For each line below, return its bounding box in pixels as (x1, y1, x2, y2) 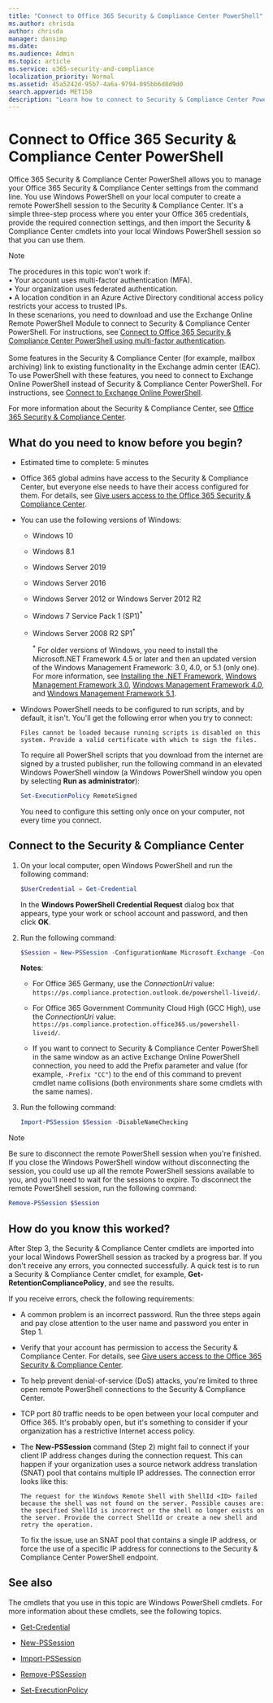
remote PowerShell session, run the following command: (8, 1183, 197, 1193)
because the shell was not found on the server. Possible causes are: (19, 1499, 265, 1508)
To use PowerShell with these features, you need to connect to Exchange (8, 371, 253, 380)
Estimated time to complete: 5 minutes (19, 458, 149, 467)
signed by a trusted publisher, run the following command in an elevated (19, 758, 262, 768)
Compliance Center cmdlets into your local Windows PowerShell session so (8, 226, 262, 236)
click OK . (19, 917, 51, 927)
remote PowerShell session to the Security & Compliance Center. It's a (8, 200, 244, 210)
